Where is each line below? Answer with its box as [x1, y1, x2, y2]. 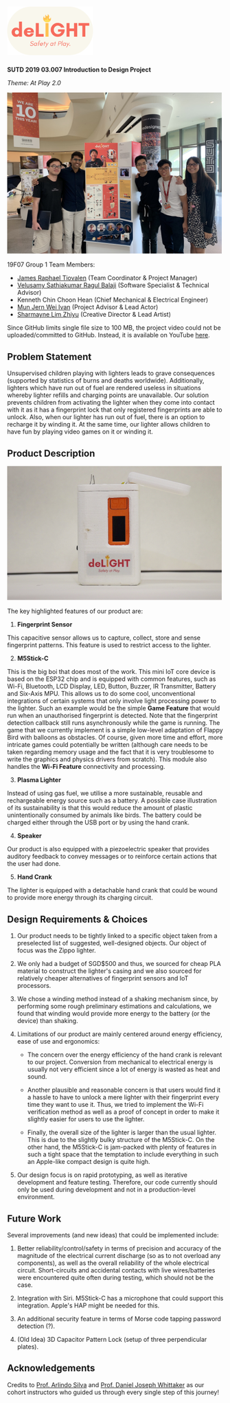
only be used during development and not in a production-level [16, 1185, 196, 1194]
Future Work [7, 1213, 62, 1224]
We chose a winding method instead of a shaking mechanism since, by [16, 995, 218, 1003]
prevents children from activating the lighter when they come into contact [7, 399, 215, 407]
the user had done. [7, 860, 61, 868]
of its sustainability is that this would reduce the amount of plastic [7, 804, 193, 812]
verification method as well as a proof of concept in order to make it [27, 1108, 220, 1116]
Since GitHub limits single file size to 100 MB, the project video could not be [7, 324, 221, 332]
